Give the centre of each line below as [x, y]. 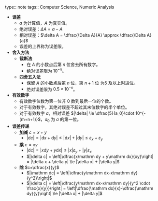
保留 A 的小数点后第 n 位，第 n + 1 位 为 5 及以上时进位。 [82, 83]
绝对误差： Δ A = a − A [41, 29]
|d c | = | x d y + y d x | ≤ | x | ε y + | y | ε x [59, 151]
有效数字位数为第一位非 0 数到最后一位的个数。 [66, 101]
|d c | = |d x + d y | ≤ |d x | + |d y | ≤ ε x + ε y [65, 139]
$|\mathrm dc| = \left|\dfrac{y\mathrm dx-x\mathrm [78, 173]
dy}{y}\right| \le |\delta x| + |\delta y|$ [65, 193]
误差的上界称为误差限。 [43, 46]
